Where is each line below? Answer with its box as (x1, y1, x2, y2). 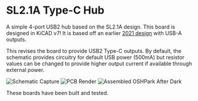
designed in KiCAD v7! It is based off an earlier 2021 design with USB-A (6, 29, 182, 36)
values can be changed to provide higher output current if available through (6, 60, 193, 67)
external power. (6, 66, 45, 73)
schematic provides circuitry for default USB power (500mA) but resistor (6, 53, 185, 61)
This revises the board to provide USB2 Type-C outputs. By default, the (6, 47, 182, 54)
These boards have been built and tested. (6, 89, 109, 96)
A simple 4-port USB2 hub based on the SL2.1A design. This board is (6, 23, 175, 30)
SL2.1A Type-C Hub (6, 4, 104, 17)
